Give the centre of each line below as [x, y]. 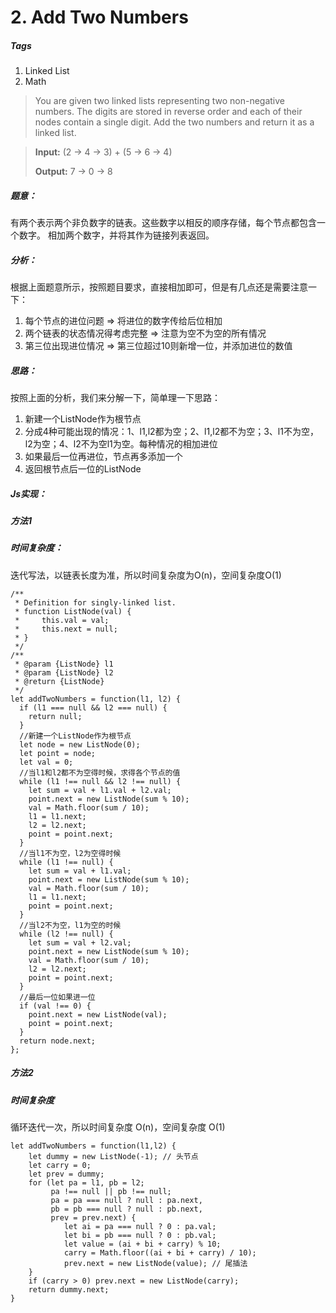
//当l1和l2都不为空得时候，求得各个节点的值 [100, 772]
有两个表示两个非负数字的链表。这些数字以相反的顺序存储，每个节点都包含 [163, 223]
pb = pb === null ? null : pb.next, [126, 1209]
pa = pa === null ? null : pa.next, [126, 1201]
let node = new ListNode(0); [80, 744]
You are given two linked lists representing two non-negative [160, 101]
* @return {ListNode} [59, 681]
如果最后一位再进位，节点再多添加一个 [103, 457]
